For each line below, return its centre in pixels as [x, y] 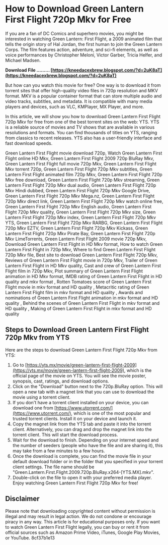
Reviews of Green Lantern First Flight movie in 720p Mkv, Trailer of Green [81, 260]
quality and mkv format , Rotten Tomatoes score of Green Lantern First [78, 282]
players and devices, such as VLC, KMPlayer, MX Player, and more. [75, 106]
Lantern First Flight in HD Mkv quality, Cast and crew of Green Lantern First [83, 265]
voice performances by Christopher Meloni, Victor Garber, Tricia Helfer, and [84, 55]
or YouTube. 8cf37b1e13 [30, 537]
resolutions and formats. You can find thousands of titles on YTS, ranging [81, 132]
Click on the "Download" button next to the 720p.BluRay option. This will [88, 386]
